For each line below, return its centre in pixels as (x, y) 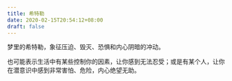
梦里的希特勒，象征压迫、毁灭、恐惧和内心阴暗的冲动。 (86, 47)
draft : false (26, 26)
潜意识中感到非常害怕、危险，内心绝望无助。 (76, 71)
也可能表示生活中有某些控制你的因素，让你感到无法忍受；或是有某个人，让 (113, 62)
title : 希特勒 (26, 13)
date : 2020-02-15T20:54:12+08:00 (55, 20)
